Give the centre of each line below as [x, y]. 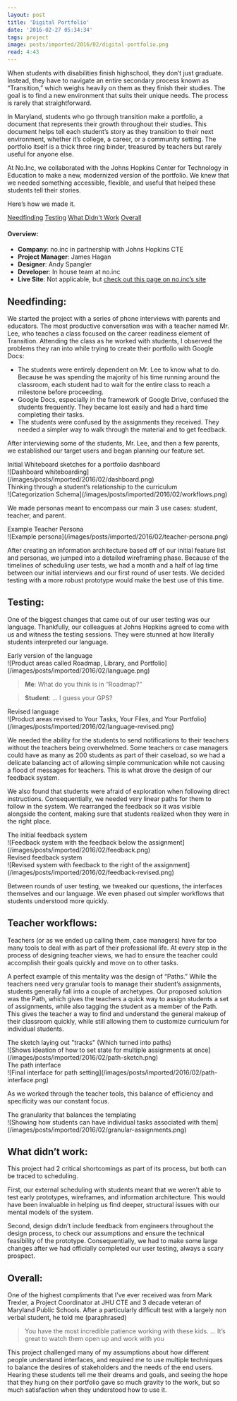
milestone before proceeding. [60, 392]
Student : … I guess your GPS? [68, 697]
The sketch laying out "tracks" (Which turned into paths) [89, 1042]
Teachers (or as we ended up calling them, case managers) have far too [112, 940]
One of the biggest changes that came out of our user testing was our [109, 619]
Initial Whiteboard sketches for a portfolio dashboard [84, 465]
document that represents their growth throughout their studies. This [107, 124]
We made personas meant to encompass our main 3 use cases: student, [113, 508]
